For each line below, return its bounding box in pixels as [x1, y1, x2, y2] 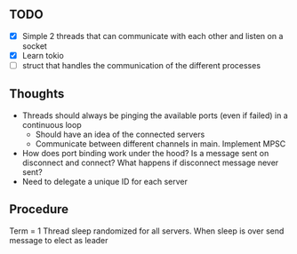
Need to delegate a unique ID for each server [21, 176, 189, 187]
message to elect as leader [9, 234, 108, 245]
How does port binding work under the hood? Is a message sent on [21, 147, 269, 158]
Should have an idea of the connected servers [35, 129, 205, 139]
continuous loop [21, 119, 82, 130]
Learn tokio [21, 50, 64, 60]
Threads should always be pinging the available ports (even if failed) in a [21, 110, 289, 121]
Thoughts [9, 86, 65, 101]
